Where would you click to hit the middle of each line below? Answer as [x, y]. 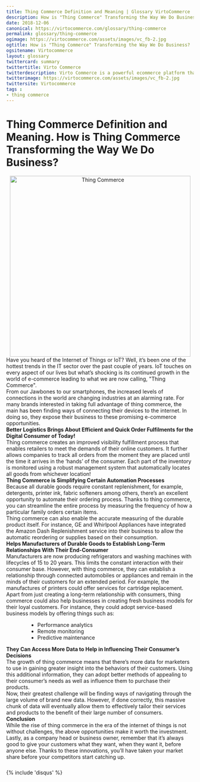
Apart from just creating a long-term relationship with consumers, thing [93, 594]
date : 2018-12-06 [28, 23]
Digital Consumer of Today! [41, 435]
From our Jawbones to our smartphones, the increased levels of [85, 391]
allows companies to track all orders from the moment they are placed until [98, 455]
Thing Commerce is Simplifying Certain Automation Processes [85, 480]
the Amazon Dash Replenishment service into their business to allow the [95, 531]
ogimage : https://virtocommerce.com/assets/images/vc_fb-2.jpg [86, 39]
